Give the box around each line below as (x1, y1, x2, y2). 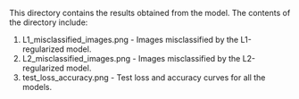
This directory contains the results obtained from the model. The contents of (9, 8, 291, 18)
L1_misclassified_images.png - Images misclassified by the (21, 35, 239, 45)
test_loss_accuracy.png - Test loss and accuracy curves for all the (21, 72, 266, 83)
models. (21, 82, 53, 92)
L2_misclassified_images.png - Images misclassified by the (21, 54, 241, 63)
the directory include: (9, 17, 88, 28)
